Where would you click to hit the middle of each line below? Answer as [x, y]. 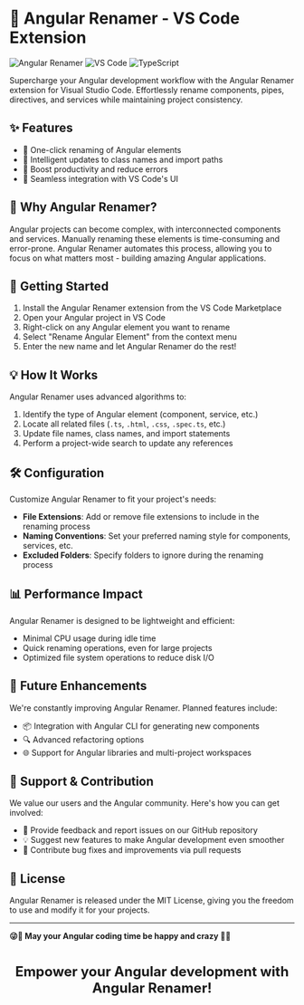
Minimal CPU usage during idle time [89, 638]
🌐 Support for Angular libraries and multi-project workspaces [137, 752]
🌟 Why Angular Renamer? [83, 207]
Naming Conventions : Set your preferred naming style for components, [157, 536]
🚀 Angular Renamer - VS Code [124, 19]
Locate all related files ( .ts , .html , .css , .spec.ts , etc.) [124, 424]
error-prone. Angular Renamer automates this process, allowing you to [141, 248]
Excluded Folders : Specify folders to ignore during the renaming [143, 555]
